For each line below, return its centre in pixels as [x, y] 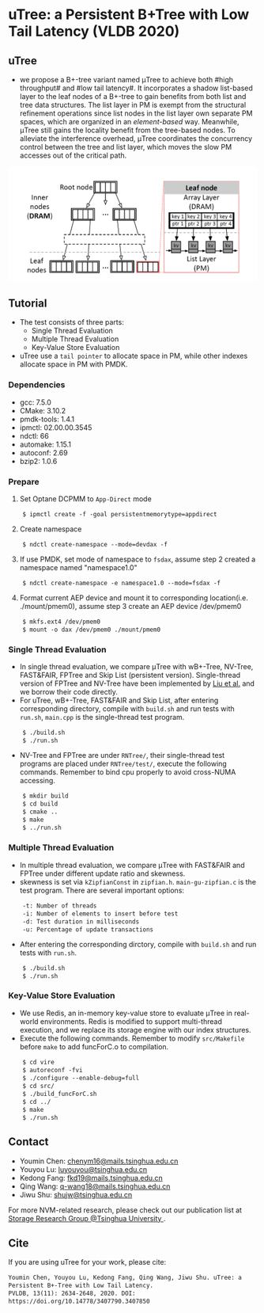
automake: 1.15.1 [45, 444]
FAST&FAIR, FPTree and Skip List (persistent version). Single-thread [130, 676]
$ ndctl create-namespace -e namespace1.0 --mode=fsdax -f [122, 583]
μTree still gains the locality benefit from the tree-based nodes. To [127, 130]
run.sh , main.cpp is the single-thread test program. [102, 717]
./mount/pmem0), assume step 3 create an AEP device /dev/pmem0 [130, 606]
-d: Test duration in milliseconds [81, 921]
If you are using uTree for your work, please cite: [87, 1262]
